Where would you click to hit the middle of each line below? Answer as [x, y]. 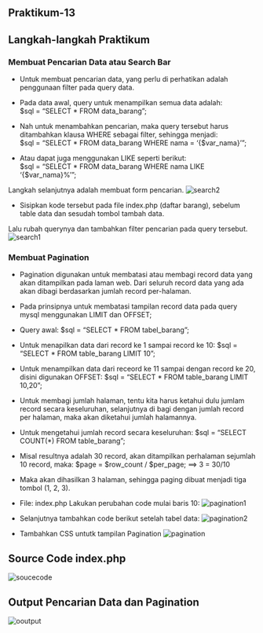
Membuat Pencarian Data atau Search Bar [89, 62]
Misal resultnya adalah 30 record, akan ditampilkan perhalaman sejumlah [137, 456]
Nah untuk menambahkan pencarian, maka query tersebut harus [124, 126]
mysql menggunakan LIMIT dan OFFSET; [86, 315]
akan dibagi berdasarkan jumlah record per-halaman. [105, 291]
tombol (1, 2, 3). [45, 488]
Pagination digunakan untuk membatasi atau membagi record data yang [136, 275]
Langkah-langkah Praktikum [79, 40]
